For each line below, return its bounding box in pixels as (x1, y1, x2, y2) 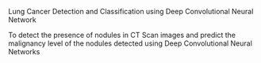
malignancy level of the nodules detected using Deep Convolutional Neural (8, 39, 252, 48)
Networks (8, 47, 40, 56)
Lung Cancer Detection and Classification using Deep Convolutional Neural (8, 7, 254, 16)
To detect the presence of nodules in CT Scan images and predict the (8, 31, 236, 39)
